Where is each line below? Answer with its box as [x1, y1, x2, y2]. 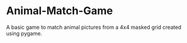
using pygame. [6, 29, 43, 37]
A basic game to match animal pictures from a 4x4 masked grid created [6, 24, 182, 31]
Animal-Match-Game [6, 4, 113, 18]
